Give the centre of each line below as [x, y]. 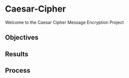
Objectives [22, 38]
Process [18, 70]
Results [17, 54]
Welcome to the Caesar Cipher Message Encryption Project [64, 22]
